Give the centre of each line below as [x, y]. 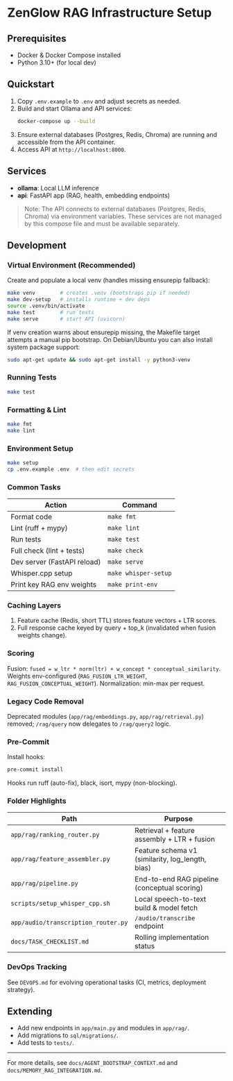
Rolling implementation [172, 938]
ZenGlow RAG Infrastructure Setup [110, 13]
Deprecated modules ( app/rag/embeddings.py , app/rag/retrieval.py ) [106, 716]
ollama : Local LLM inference [58, 188]
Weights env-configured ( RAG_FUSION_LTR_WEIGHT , [77, 676]
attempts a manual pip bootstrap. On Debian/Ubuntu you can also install [110, 339]
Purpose [178, 819]
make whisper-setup [139, 573]
